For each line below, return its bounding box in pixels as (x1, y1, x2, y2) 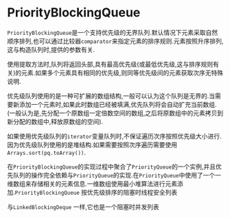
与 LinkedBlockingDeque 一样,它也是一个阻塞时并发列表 (7, 202, 160, 210)
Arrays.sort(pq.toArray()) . (7, 148, 87, 156)
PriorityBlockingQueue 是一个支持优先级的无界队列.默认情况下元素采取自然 (7, 28, 218, 36)
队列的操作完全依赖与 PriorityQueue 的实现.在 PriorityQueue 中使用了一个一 (12, 171, 222, 179)
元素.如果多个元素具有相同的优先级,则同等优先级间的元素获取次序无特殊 (21, 69, 224, 77)
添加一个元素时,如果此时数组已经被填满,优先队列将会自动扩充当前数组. (19, 100, 218, 108)
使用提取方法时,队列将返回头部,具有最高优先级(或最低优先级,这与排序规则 (7, 60, 214, 68)
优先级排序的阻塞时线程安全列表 (87, 188, 178, 196)
